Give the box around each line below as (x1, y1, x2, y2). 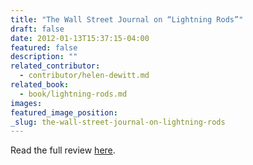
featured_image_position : (10, 107, 118, 118)
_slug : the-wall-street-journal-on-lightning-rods (10, 117, 226, 127)
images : (10, 98, 43, 108)
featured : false (10, 42, 78, 53)
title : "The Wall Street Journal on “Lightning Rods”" (10, 14, 244, 25)
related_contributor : (10, 61, 101, 71)
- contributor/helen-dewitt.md (19, 71, 150, 81)
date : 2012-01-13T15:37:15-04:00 (10, 33, 150, 43)
